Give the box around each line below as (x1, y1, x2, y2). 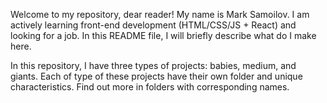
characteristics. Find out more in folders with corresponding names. (10, 81, 290, 93)
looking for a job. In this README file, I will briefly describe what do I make (10, 30, 317, 41)
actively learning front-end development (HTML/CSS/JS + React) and (10, 19, 297, 31)
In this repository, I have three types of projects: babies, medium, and (10, 60, 297, 71)
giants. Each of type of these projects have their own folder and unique (10, 70, 303, 82)
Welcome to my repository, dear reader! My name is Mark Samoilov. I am (10, 9, 310, 20)
